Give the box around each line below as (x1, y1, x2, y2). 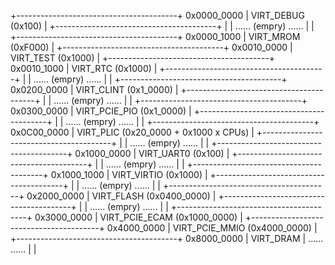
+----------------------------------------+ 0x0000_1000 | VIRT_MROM (10, 31, 301, 42)
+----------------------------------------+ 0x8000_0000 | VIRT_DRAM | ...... (10, 233, 324, 244)
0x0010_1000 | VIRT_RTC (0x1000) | (10, 63, 158, 74)
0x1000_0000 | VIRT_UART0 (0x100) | (74, 148, 230, 159)
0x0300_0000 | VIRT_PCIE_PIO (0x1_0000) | (10, 105, 192, 117)
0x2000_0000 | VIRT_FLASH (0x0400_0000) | (26, 190, 217, 202)
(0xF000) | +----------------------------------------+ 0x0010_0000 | (10, 41, 293, 53)
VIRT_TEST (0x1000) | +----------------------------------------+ (10, 52, 276, 64)
